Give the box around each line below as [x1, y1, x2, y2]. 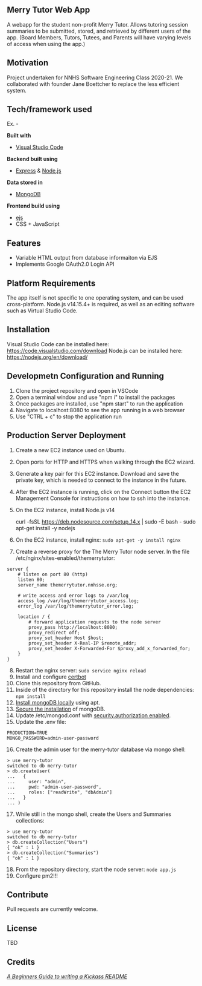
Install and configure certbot [15, 673, 87, 680]
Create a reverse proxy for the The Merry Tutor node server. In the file [15, 548, 190, 555]
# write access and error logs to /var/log [17, 593, 129, 599]
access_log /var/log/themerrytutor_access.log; [17, 597, 139, 604]
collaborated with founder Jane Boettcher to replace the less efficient [7, 80, 180, 87]
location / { [17, 614, 51, 620]
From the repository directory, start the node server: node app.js [15, 866, 177, 873]
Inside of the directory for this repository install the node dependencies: [15, 686, 195, 693]
